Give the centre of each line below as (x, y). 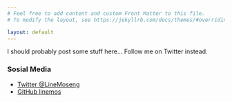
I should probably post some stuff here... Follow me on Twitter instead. (108, 51)
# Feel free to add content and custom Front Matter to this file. (106, 13)
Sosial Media (29, 69)
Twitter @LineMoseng (48, 84)
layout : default (30, 32)
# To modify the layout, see (49, 20)
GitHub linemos (39, 91)
